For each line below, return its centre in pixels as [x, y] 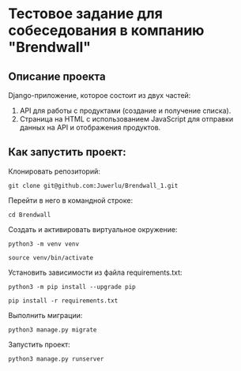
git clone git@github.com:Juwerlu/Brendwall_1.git [93, 185]
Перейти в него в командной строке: [70, 200]
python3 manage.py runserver [56, 359]
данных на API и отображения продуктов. [90, 127]
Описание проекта [57, 76]
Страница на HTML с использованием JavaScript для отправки [126, 119]
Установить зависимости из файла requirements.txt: [95, 272]
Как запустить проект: [67, 152]
